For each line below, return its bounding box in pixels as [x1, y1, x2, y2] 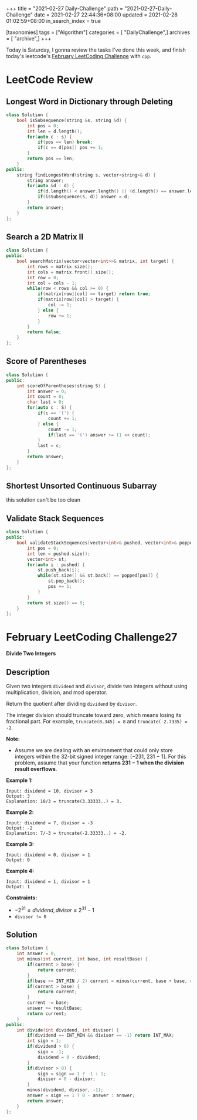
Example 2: [6, 809, 34, 816]
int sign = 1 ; [27, 1038, 62, 1044]
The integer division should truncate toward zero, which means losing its [6, 712, 182, 718]
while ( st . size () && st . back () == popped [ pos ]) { [37, 573, 159, 578]
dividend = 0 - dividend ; [37, 1054, 101, 1060]
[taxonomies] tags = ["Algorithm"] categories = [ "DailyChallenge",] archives [6, 29, 191, 36]
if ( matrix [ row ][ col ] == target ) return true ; [37, 291, 151, 297]
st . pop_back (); [47, 578, 85, 584]
